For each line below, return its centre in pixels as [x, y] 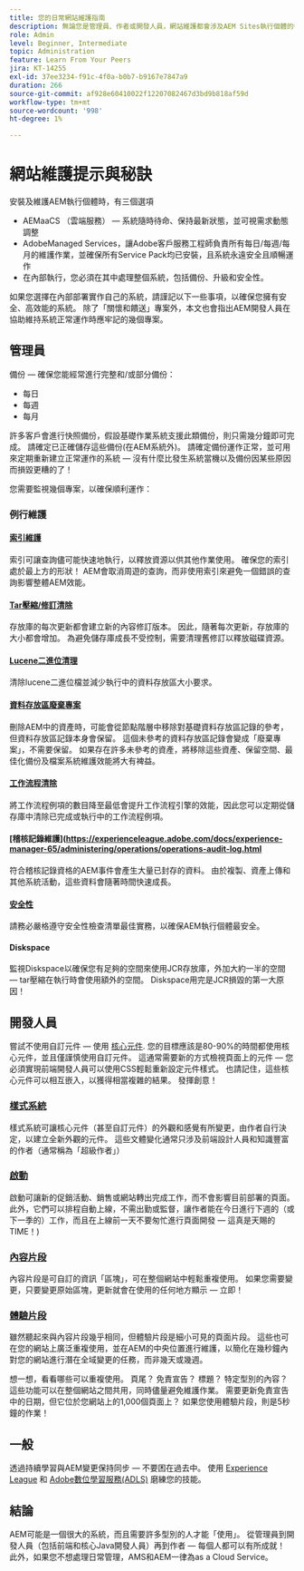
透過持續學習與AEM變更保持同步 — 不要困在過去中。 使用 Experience [139, 1468]
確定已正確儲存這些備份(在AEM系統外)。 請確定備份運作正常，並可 [159, 446]
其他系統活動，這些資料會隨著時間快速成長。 [93, 882]
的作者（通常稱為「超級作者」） [67, 1150]
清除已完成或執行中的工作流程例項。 [100, 816]
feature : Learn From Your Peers [70, 60]
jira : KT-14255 [38, 69]
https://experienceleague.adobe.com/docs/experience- [174, 839]
